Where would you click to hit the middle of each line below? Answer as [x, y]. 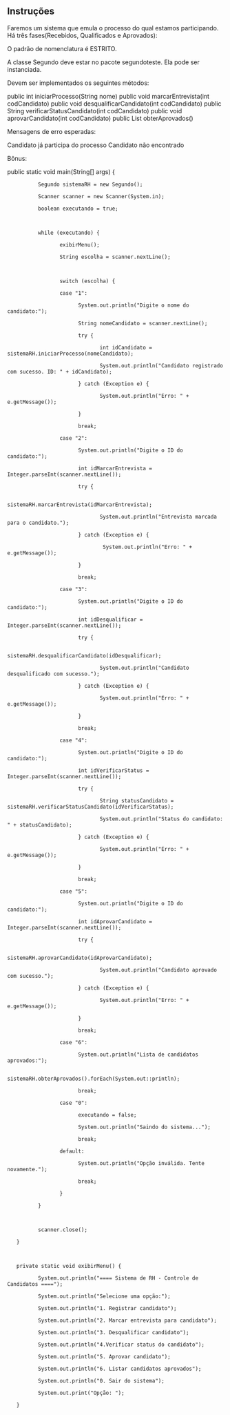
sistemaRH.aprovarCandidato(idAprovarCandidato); [80, 958]
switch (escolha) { [87, 281]
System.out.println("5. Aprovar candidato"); [104, 1356]
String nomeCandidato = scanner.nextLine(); [143, 323]
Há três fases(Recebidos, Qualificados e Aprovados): [82, 35]
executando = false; [107, 1115]
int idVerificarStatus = [114, 770]
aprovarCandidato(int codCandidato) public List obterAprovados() [101, 118]
